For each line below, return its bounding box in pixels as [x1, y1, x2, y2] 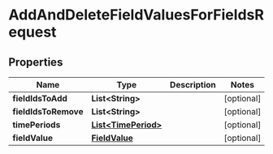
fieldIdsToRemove [12, 106, 84, 117]
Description [169, 79, 217, 90]
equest [8, 23, 57, 41]
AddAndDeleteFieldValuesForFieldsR [8, 6, 264, 24]
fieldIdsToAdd [12, 93, 67, 104]
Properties [8, 55, 63, 69]
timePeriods [12, 119, 61, 130]
